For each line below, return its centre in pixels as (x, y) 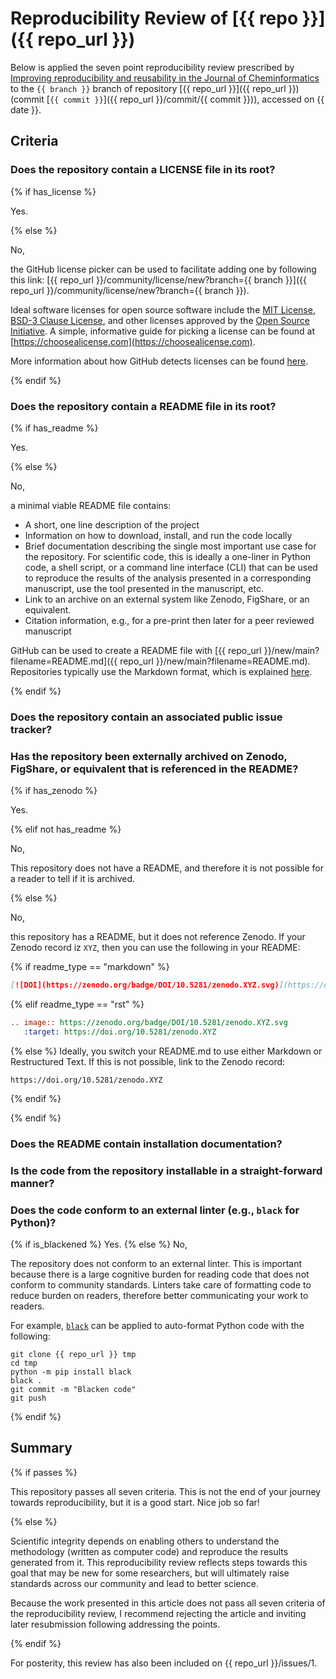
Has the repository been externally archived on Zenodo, (149, 756)
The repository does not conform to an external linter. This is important (156, 1263)
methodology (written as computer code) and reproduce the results (149, 1551)
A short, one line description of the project (112, 524)
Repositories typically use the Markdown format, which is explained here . (161, 671)
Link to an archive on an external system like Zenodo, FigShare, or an (167, 599)
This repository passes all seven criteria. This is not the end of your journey (166, 1491)
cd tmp (24, 1363)
